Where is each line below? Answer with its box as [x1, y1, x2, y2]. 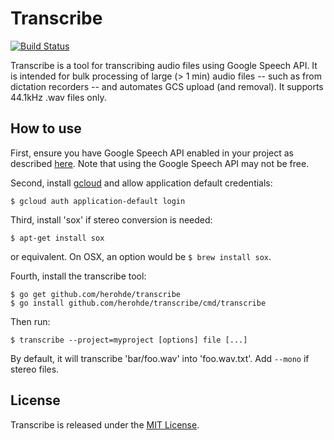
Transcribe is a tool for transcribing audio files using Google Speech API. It [10, 59, 318, 71]
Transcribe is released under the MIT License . [10, 418, 200, 431]
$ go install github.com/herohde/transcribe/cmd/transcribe [10, 298, 267, 308]
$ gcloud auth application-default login [10, 196, 186, 206]
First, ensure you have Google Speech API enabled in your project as [10, 147, 294, 159]
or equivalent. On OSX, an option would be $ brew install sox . [10, 250, 272, 262]
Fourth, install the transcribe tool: [10, 270, 147, 282]
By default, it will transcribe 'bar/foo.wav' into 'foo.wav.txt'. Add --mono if [10, 352, 310, 364]
